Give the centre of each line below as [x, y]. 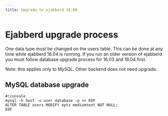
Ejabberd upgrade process [62, 34]
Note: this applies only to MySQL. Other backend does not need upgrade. [81, 69]
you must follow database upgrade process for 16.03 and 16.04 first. [76, 59]
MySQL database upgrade [47, 85]
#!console [16, 96]
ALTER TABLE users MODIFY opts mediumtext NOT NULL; [62, 105]
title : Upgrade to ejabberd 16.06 [41, 10]
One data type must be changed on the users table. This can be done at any [84, 49]
